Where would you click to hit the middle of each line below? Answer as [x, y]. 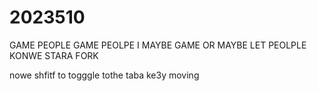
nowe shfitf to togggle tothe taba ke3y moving [104, 75]
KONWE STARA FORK [54, 55]
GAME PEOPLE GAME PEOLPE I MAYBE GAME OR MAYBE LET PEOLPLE [158, 45]
